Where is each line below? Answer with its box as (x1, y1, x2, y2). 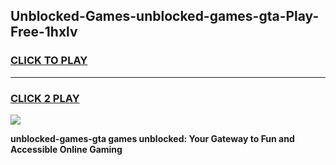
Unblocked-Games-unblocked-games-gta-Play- (10, 8, 320, 25)
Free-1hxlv (10, 24, 78, 41)
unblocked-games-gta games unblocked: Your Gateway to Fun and (10, 132, 295, 144)
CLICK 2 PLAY (10, 91, 80, 105)
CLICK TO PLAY (10, 54, 88, 68)
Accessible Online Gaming (10, 143, 123, 155)
